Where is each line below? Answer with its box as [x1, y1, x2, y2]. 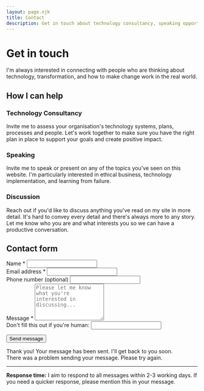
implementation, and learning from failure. [6, 178, 111, 185]
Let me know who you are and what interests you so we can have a [6, 220, 175, 227]
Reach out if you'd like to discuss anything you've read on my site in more [6, 206, 191, 213]
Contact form [6, 243, 58, 254]
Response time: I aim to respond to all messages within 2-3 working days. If [6, 372, 197, 379]
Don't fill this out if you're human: [6, 322, 90, 329]
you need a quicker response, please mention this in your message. [6, 378, 175, 386]
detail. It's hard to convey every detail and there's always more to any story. [6, 213, 196, 220]
